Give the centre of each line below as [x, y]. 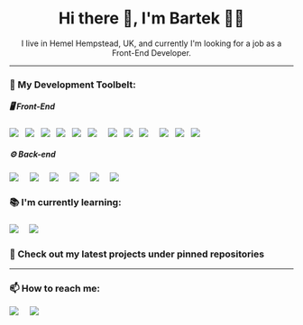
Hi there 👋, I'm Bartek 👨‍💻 [151, 18]
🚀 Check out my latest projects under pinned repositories [137, 254]
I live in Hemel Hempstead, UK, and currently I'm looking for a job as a [151, 43]
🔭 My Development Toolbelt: [73, 85]
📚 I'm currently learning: [65, 202]
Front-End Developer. [151, 52]
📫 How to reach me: [55, 288]
